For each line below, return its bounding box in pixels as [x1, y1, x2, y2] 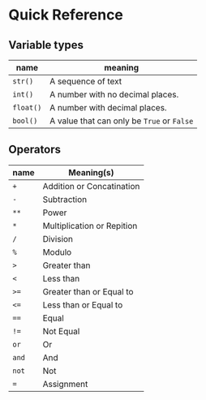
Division [42, 233, 74, 244]
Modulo [42, 246, 72, 257]
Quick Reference [8, 6, 124, 24]
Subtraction [42, 193, 88, 204]
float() [12, 103, 42, 112]
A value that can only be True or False [49, 115, 194, 127]
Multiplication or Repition [42, 220, 138, 231]
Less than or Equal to [42, 299, 123, 310]
